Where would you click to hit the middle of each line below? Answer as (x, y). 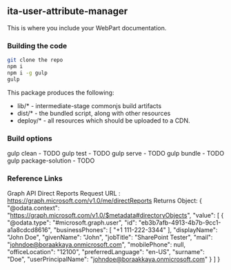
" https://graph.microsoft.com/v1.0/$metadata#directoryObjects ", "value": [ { (115, 216)
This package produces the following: (61, 92)
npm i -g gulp (28, 73)
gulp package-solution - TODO (51, 160)
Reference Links (35, 178)
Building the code (37, 45)
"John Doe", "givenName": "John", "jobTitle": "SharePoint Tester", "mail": (110, 238)
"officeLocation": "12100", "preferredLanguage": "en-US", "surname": (106, 252)
